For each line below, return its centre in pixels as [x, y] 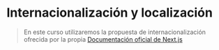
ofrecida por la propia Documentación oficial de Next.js [103, 39]
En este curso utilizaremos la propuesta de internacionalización [115, 32]
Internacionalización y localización [110, 13]
